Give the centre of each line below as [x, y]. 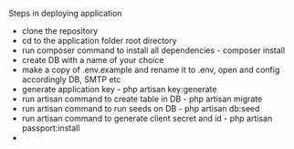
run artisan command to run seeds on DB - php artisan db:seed [141, 108]
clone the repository [60, 31]
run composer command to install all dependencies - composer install [153, 50]
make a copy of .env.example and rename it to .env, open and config [151, 69]
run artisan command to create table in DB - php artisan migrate [142, 99]
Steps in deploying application [65, 13]
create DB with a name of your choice [93, 60]
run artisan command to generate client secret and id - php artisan [147, 118]
